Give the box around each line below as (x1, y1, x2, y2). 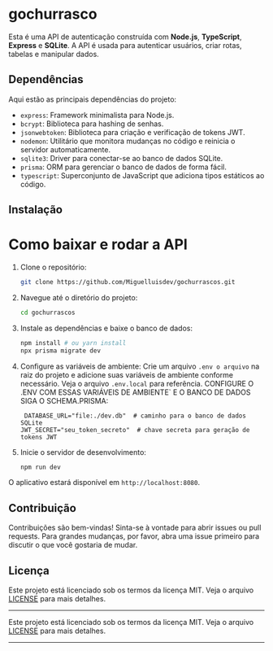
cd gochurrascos (19, 308, 76, 317)
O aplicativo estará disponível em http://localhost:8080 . (8, 478, 201, 487)
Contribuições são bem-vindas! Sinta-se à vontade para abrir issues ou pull (8, 522, 262, 533)
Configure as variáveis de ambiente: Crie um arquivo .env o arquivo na (19, 361, 260, 371)
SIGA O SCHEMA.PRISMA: (19, 395, 109, 405)
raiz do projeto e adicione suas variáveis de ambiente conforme (19, 369, 234, 379)
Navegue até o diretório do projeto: (19, 292, 138, 302)
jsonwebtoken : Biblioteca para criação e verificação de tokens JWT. (19, 127, 245, 137)
